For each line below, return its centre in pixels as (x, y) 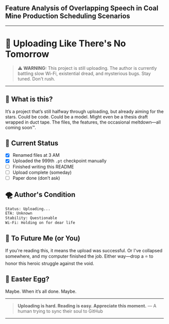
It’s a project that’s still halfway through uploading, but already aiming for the (84, 111)
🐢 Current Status (32, 143)
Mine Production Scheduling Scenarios (68, 16)
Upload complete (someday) (42, 172)
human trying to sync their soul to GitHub (60, 311)
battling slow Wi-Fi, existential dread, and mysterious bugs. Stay (84, 73)
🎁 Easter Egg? (27, 279)
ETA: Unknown (19, 213)
